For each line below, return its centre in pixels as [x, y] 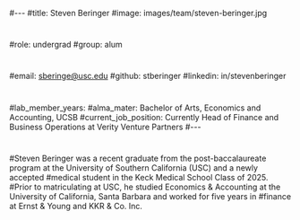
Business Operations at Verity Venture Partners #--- [105, 127]
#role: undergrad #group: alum [66, 45]
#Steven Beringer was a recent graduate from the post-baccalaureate [138, 158]
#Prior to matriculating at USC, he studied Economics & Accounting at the [145, 187]
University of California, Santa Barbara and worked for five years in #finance [150, 196]
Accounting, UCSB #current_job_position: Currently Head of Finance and [144, 117]
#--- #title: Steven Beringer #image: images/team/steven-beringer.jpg [138, 13]
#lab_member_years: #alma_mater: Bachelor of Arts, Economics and [135, 108]
